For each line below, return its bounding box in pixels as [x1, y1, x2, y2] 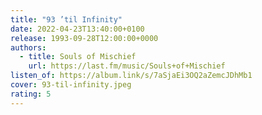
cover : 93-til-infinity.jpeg [10, 80, 132, 90]
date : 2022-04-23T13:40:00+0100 [10, 24, 145, 34]
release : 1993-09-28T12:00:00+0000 [10, 33, 159, 43]
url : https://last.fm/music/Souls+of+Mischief [28, 61, 226, 71]
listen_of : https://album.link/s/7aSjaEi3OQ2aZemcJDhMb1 [10, 71, 253, 81]
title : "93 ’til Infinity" [10, 14, 123, 25]
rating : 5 [10, 89, 52, 99]
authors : [10, 42, 47, 53]
